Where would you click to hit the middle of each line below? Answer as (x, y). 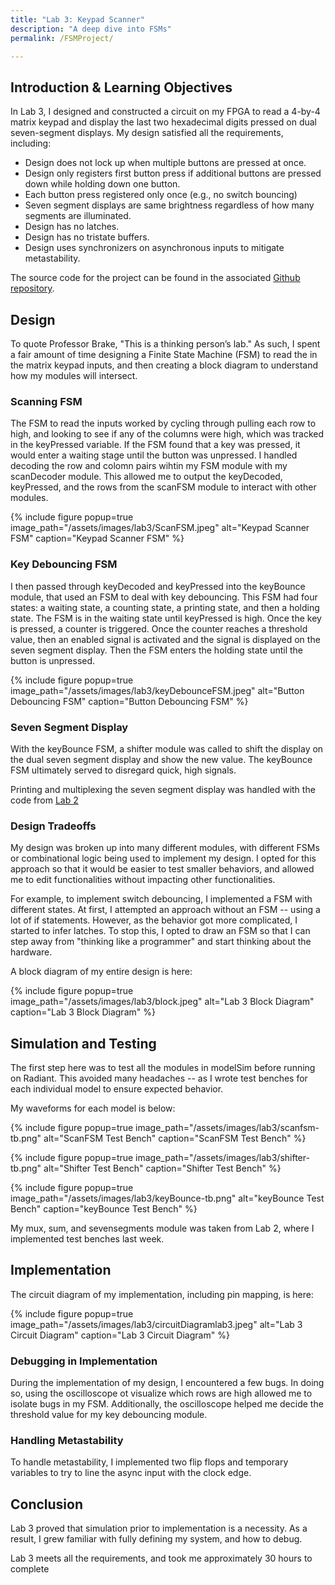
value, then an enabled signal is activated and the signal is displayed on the (165, 639)
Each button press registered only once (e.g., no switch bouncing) (161, 195)
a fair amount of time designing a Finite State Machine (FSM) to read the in (164, 354)
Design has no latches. (72, 227)
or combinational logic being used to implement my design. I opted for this (163, 858)
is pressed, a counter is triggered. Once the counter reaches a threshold (159, 628)
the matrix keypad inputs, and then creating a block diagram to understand (164, 365)
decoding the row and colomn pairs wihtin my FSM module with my (149, 466)
